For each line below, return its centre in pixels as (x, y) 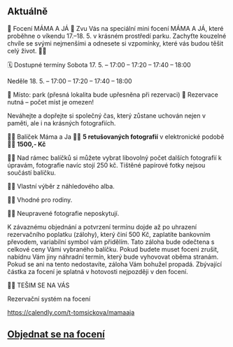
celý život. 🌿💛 (27, 50)
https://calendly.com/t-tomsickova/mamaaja (71, 312)
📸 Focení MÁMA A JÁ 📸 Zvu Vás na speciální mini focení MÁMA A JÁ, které (115, 28)
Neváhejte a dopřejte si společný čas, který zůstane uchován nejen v (107, 116)
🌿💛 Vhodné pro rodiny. (40, 200)
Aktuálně (28, 12)
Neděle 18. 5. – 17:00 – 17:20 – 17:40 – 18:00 (70, 81)
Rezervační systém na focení (49, 299)
